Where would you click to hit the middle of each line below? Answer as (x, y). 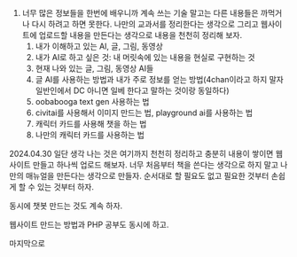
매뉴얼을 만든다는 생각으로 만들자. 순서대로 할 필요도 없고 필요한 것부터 (147, 176)
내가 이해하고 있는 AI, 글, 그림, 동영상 (99, 46)
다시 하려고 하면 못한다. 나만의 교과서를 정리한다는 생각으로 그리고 (145, 24)
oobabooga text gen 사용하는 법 (92, 101)
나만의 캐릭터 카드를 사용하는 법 (90, 135)
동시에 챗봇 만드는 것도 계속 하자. (66, 206)
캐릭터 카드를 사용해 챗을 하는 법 (91, 124)
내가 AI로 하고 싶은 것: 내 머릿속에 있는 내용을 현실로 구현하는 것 (145, 57)
